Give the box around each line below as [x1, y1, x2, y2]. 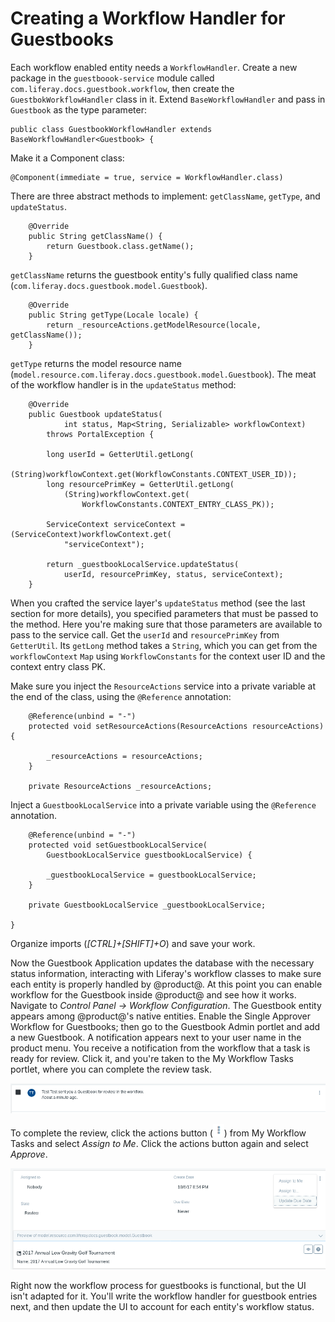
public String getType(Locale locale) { [28, 310, 199, 320]
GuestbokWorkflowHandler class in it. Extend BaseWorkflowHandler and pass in [10, 93, 326, 105]
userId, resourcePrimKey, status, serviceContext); [63, 569, 284, 579]
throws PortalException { [46, 429, 155, 439]
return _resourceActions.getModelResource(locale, [46, 320, 262, 330]
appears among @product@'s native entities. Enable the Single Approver [10, 1010, 312, 1022]
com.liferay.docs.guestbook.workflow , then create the [10, 82, 235, 94]
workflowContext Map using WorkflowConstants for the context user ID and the [10, 650, 326, 662]
